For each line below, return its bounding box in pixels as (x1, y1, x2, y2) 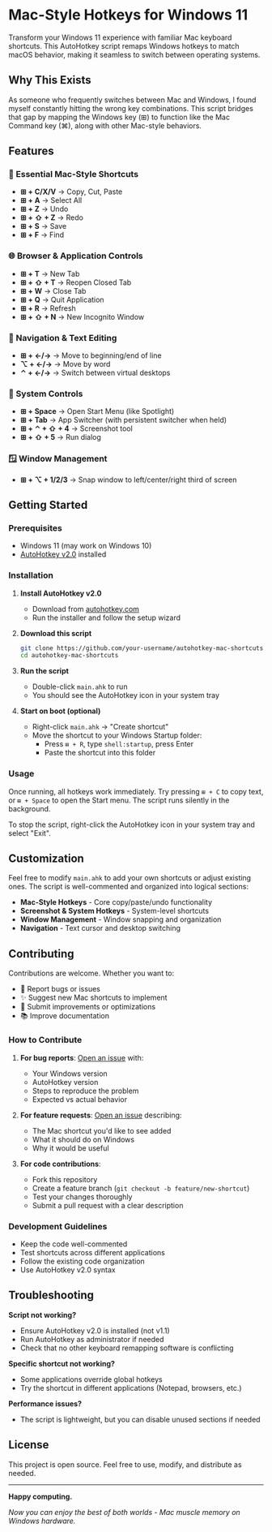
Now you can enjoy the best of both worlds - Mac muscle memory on (8, 1507, 240, 1517)
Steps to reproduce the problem (32, 1086, 139, 1095)
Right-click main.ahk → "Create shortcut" (32, 722, 169, 732)
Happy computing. (8, 1491, 73, 1501)
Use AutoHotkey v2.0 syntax (19, 1264, 116, 1275)
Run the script (19, 666, 69, 676)
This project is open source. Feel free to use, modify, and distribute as (8, 1459, 242, 1470)
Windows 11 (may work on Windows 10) (19, 541, 152, 551)
